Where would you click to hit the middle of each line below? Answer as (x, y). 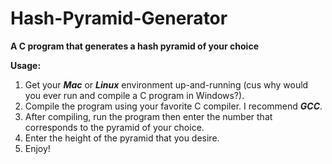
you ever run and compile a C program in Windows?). (134, 95)
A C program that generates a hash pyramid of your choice (134, 46)
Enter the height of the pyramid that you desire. (122, 138)
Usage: (26, 65)
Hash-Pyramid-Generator (119, 18)
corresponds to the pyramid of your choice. (114, 127)
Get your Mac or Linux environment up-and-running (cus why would (166, 84)
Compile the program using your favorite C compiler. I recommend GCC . (173, 106)
